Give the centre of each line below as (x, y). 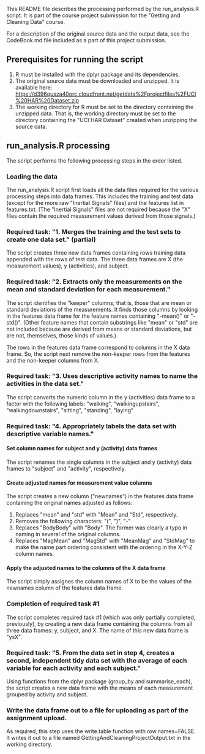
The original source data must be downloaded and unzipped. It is (97, 81)
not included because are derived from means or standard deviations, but (99, 329)
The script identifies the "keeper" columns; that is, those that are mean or (99, 302)
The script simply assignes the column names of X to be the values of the (99, 582)
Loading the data (32, 176)
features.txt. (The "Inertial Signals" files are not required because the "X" (99, 209)
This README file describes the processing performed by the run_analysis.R (102, 9)
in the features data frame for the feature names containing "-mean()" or (98, 316)
